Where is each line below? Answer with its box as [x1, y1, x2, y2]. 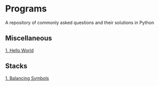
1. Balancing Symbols [5, 75, 49, 81]
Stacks [5, 62, 28, 70]
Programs [5, 3, 47, 14]
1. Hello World [5, 47, 34, 53]
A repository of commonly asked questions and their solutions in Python [5, 19, 154, 25]
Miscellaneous [5, 34, 52, 42]
